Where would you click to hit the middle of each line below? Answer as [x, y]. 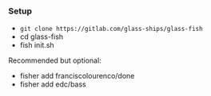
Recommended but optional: [55, 60]
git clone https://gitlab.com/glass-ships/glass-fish [111, 29]
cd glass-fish [42, 36]
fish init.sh [37, 45]
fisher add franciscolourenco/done [77, 76]
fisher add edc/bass [53, 84]
